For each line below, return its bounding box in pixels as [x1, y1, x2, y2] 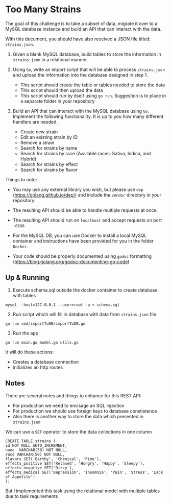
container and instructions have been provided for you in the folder [12, 237, 154, 244]
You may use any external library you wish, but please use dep [12, 186, 144, 193]
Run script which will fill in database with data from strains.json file [12, 311, 157, 317]
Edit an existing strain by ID [20, 134, 78, 140]
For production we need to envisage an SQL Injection [12, 402, 125, 409]
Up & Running [5, 273, 50, 282]
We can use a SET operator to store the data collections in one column [5, 428, 152, 435]
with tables [12, 292, 36, 298]
